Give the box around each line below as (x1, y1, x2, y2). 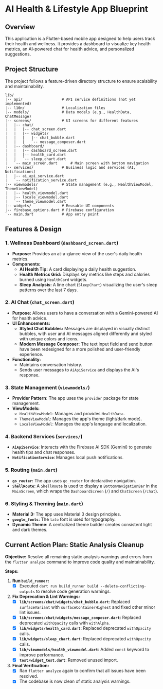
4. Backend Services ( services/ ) (5, 433, 83, 440)
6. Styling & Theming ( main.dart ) (5, 500, 84, 507)
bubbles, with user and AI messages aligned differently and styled (19, 331, 152, 336)
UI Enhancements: (12, 320, 51, 326)
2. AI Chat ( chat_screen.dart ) (5, 299, 74, 306)
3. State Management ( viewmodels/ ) (5, 384, 90, 391)
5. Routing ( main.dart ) (5, 467, 57, 474)
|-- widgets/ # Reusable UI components (5, 203, 114, 208)
